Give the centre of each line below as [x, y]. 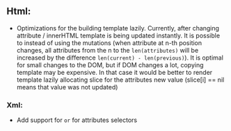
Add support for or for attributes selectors [77, 120]
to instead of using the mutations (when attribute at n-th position [109, 43]
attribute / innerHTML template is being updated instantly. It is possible [118, 35]
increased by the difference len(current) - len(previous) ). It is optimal [120, 58]
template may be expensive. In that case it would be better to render [114, 72]
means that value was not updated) [67, 87]
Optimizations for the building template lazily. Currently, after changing [118, 28]
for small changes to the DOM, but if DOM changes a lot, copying [110, 64]
